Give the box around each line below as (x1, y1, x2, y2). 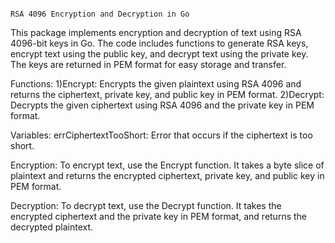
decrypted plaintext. (10, 221, 94, 233)
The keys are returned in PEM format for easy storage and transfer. (10, 59, 287, 70)
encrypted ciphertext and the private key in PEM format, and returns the (10, 211, 308, 222)
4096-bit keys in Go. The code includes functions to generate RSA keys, (10, 37, 309, 49)
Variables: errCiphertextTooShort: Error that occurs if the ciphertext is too (10, 129, 313, 141)
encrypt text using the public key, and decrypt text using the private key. (10, 48, 309, 60)
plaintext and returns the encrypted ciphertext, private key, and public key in (10, 170, 325, 181)
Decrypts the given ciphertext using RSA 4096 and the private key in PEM (10, 99, 315, 111)
